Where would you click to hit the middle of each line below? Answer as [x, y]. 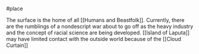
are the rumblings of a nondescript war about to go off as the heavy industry [100, 26]
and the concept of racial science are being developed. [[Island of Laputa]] [98, 33]
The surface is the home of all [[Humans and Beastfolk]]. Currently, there [95, 20]
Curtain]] [17, 45]
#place [15, 9]
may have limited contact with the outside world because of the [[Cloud [94, 39]
